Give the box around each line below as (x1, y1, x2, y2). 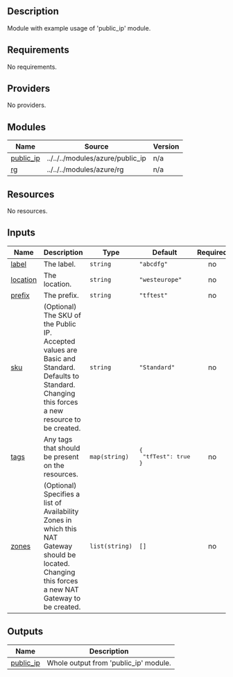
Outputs (7, 626, 44, 637)
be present (43, 451, 79, 461)
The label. (43, 259, 76, 269)
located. (43, 558, 71, 568)
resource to (43, 415, 81, 424)
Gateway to (43, 593, 81, 603)
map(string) (89, 453, 130, 460)
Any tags (43, 434, 73, 444)
